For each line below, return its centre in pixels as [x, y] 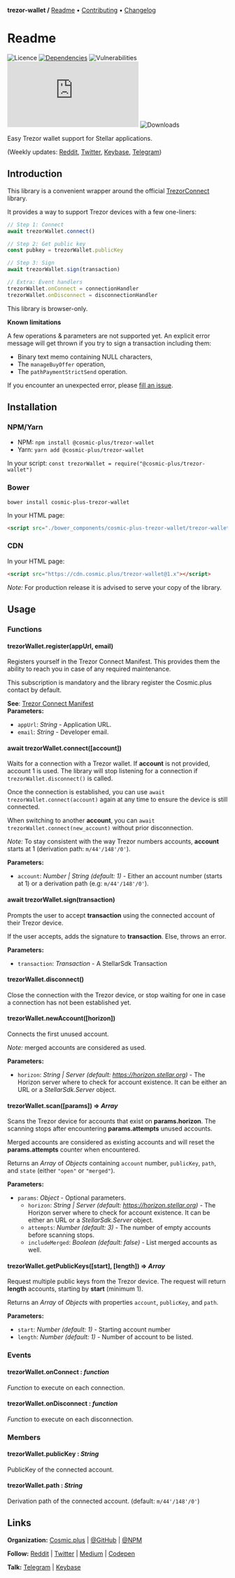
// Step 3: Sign [31, 263]
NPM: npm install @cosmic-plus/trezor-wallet [86, 442]
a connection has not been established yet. [69, 1002]
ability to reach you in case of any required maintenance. [89, 669]
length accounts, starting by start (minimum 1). [75, 1289]
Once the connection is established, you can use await [86, 792]
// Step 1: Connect [36, 224]
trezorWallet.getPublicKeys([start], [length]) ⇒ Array [86, 1266]
